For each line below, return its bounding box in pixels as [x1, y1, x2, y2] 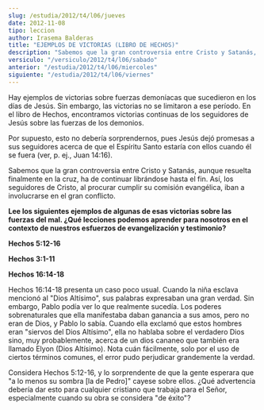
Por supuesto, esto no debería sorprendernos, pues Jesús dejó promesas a [8, 133, 255, 143]
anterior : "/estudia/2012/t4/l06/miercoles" [8, 64, 158, 72]
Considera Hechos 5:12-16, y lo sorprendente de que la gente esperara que [8, 367, 254, 377]
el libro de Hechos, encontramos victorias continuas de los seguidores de [8, 109, 249, 119]
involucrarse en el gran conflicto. [8, 191, 117, 200]
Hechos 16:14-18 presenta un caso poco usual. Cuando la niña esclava [8, 284, 239, 294]
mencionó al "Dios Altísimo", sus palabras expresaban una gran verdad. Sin [8, 293, 254, 303]
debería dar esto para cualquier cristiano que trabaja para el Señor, [8, 385, 228, 394]
